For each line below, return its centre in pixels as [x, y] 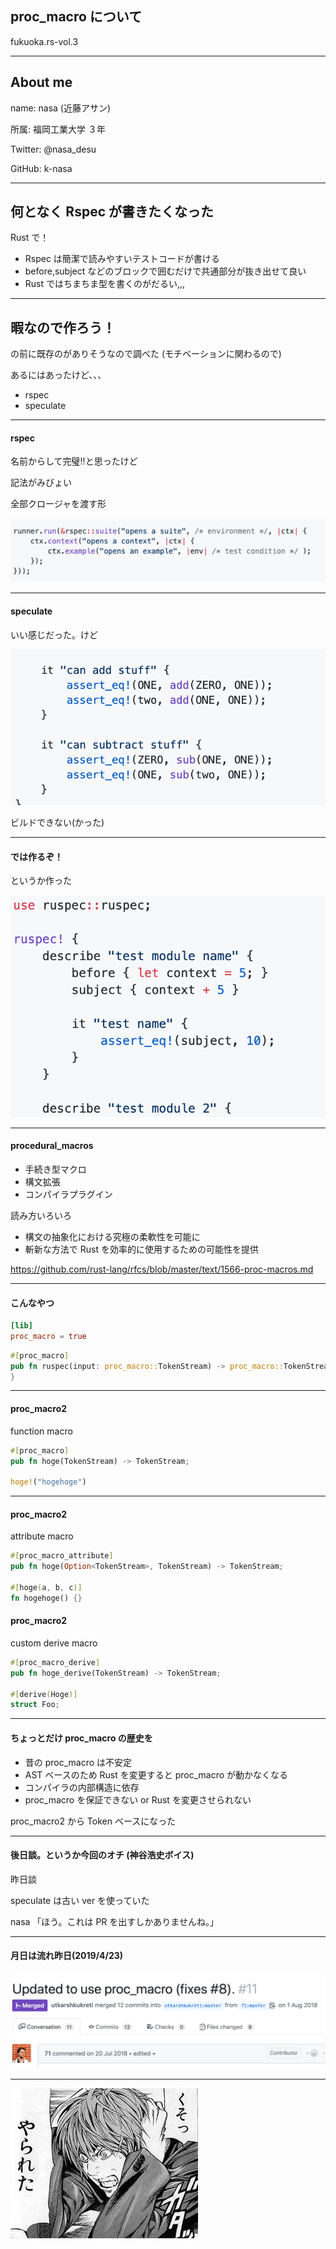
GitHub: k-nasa [41, 168]
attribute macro [42, 1536]
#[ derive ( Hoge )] [44, 1694]
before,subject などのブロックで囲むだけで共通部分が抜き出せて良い [165, 271]
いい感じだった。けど [54, 634]
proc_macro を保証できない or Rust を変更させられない [138, 1799]
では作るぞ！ [36, 856]
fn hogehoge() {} [46, 1598]
